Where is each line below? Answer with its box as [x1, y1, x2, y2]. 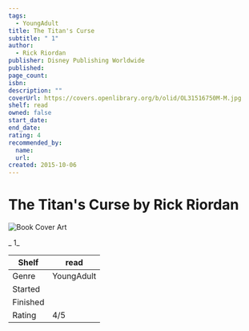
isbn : [8, 79, 26, 87]
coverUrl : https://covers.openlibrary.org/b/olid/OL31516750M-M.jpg [8, 94, 242, 102]
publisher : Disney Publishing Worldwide [8, 57, 146, 65]
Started [12, 284, 41, 295]
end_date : [8, 124, 42, 132]
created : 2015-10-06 [8, 161, 78, 170]
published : [8, 64, 45, 72]
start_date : [8, 116, 48, 125]
